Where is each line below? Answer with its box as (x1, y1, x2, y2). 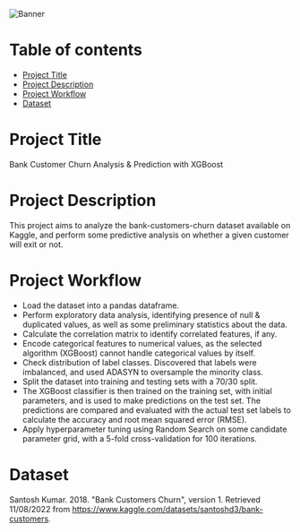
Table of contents (9, 40, 143, 60)
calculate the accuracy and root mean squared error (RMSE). (21, 414, 248, 425)
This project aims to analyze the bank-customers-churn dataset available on (9, 219, 291, 230)
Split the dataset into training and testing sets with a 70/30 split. (21, 376, 258, 387)
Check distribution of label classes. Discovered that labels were (21, 356, 257, 367)
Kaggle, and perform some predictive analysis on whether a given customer (9, 229, 289, 240)
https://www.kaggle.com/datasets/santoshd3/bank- (72, 503, 264, 514)
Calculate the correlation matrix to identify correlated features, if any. (21, 328, 278, 339)
